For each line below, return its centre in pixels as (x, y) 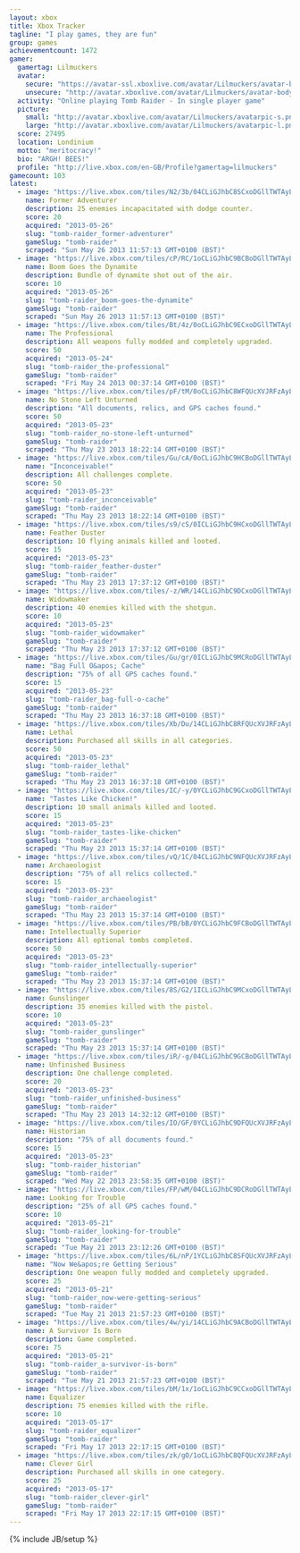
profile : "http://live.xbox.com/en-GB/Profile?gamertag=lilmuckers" (147, 167)
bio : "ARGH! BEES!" (54, 159)
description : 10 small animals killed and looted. (121, 807)
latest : (24, 184)
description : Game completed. (82, 1339)
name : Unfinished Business (75, 1065)
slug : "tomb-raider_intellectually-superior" (112, 965)
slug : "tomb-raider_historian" (83, 1165)
